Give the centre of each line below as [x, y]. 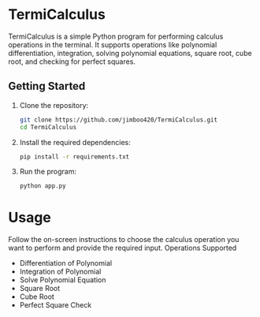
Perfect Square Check [56, 305]
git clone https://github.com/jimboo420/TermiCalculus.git [119, 120]
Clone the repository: [54, 105]
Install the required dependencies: [75, 142]
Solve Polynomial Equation [63, 280]
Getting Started [47, 86]
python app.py [43, 186]
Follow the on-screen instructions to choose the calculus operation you [124, 240]
